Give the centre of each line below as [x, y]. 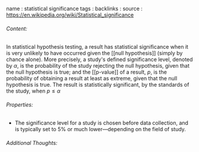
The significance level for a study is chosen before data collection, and [102, 123]
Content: [17, 28]
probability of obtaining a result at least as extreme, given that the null [92, 78]
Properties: [20, 104]
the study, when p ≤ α [33, 91]
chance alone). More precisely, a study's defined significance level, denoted [99, 59]
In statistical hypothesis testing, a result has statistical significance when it [97, 47]
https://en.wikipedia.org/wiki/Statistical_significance [70, 15]
